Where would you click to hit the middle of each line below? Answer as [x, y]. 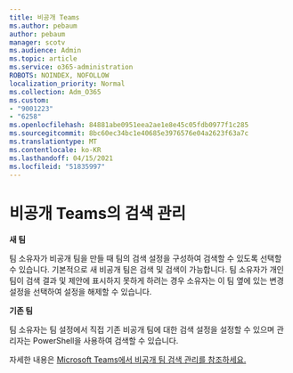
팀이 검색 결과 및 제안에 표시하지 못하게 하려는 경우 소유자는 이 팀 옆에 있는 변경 [147, 280]
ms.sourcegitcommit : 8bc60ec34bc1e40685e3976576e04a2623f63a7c [129, 134]
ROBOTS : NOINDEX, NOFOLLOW [59, 76]
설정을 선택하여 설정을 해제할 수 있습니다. [81, 292]
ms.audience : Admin [45, 51]
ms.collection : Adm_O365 [55, 92]
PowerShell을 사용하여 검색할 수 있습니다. [106, 341]
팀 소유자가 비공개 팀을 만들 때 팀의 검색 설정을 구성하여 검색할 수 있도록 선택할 [146, 258]
